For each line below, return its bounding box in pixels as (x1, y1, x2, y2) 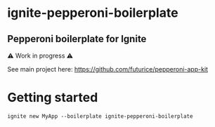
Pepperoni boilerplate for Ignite (7, 33, 147, 45)
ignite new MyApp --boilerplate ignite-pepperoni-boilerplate (7, 112, 193, 120)
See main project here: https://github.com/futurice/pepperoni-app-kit (7, 65, 209, 73)
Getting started (7, 90, 98, 106)
